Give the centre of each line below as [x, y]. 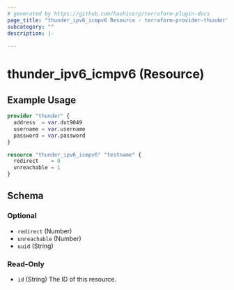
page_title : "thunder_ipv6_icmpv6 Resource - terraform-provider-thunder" [118, 20]
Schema [25, 196]
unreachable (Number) [49, 238]
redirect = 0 [37, 161]
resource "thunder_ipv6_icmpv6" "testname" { [74, 154]
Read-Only [26, 264]
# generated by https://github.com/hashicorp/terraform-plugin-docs [109, 14]
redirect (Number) [45, 231]
